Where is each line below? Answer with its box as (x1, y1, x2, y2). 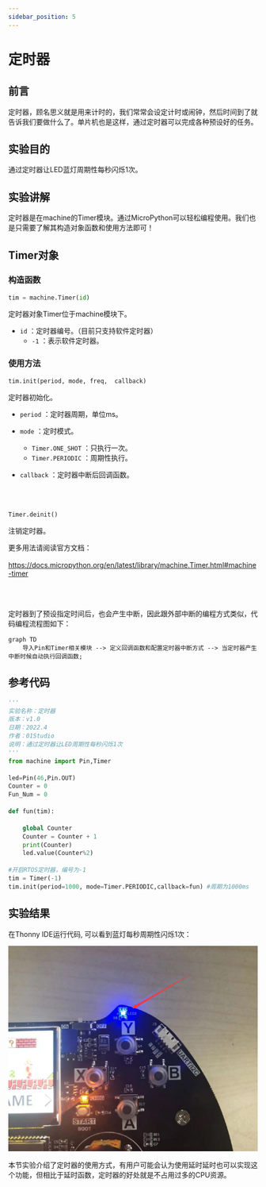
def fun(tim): (8, 807, 55, 815)
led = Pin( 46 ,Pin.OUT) (8, 774, 77, 782)
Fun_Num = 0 (8, 791, 47, 799)
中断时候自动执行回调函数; (8, 652, 83, 661)
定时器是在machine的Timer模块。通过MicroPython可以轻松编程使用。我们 (8, 213, 249, 222)
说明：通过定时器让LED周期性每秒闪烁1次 (8, 741, 123, 749)
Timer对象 (8, 249, 59, 262)
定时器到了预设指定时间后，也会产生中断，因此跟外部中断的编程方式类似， (8, 608, 251, 619)
